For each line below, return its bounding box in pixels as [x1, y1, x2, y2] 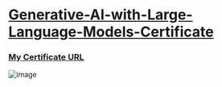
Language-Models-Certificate [8, 23, 215, 41]
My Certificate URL [8, 52, 84, 63]
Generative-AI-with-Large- [8, 6, 193, 24]
